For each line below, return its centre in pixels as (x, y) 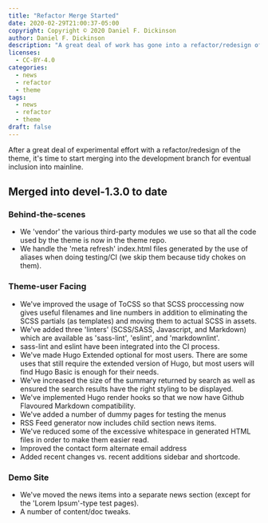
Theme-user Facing (47, 287)
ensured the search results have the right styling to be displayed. (126, 389)
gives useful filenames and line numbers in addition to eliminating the (134, 312)
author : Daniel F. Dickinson (57, 38)
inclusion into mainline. (46, 166)
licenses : (25, 53)
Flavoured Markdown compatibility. (77, 406)
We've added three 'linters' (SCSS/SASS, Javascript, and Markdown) (133, 329)
